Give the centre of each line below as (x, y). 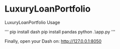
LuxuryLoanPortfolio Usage (32, 22)
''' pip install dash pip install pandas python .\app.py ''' (60, 32)
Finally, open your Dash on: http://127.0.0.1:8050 (53, 41)
